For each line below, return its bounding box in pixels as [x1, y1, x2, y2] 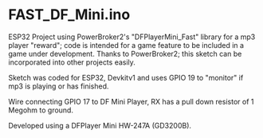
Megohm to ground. [8, 105, 74, 115]
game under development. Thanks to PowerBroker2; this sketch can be [8, 49, 242, 58]
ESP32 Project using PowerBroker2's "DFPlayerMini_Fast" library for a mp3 [8, 32, 256, 41]
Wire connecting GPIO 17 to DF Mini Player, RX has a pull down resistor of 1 [8, 97, 254, 106]
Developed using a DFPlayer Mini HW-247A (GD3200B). [8, 120, 192, 130]
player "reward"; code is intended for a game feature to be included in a [8, 40, 245, 49]
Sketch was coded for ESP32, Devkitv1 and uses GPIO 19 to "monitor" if [8, 73, 244, 82]
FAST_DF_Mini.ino [8, 6, 131, 24]
